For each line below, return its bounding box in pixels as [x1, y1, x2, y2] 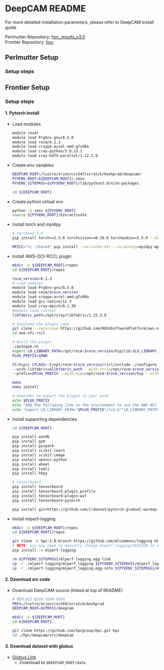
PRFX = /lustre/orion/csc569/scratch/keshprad [12, 601, 104, 606]
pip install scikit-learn [12, 448, 65, 453]
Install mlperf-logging [12, 516, 56, 522]
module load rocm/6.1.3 [12, 139, 61, 145]
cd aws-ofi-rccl [12, 331, 45, 336]
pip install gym [12, 439, 45, 444]
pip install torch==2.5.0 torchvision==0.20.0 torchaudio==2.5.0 [12, 236, 148, 241]
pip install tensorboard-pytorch [12, 498, 81, 503]
